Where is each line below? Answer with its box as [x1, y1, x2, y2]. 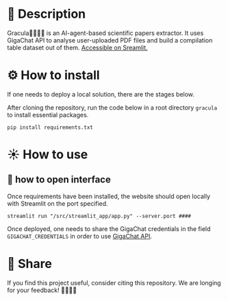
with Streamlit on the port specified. [7, 199, 108, 208]
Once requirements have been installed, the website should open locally [7, 192, 211, 200]
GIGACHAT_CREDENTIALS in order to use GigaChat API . [7, 232, 153, 240]
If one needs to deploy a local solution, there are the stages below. [7, 90, 195, 98]
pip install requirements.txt [7, 123, 94, 131]
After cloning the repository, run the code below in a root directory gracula [7, 103, 218, 112]
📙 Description [7, 6, 86, 22]
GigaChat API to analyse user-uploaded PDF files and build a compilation [7, 36, 213, 44]
